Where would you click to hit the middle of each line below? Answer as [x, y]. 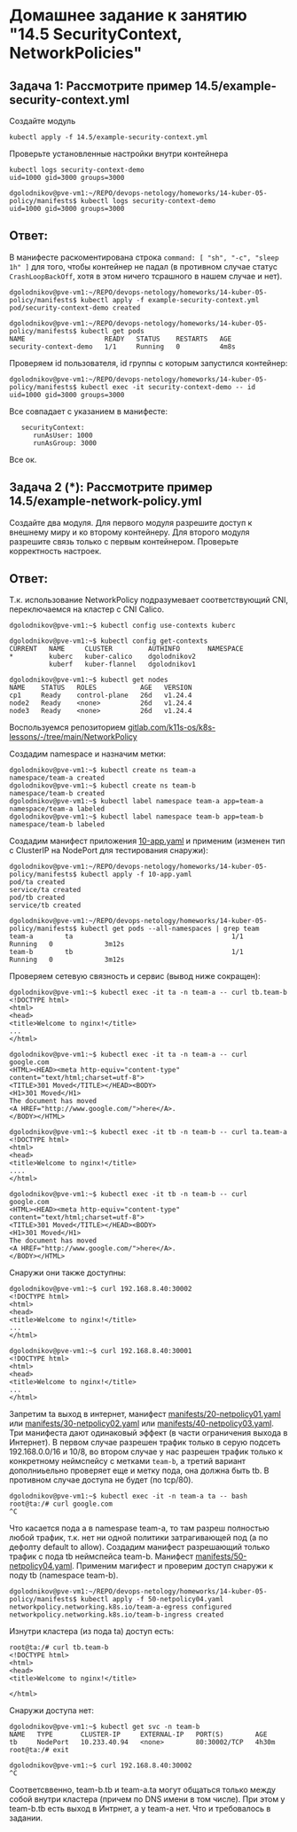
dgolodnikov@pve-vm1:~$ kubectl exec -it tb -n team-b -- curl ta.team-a [148, 1132]
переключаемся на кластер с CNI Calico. [87, 609]
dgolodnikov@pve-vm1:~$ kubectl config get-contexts [109, 641]
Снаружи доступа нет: [52, 1711]
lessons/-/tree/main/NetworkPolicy [73, 737]
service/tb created [45, 905]
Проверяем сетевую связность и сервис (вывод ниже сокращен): [135, 976]
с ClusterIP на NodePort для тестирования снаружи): [109, 850]
